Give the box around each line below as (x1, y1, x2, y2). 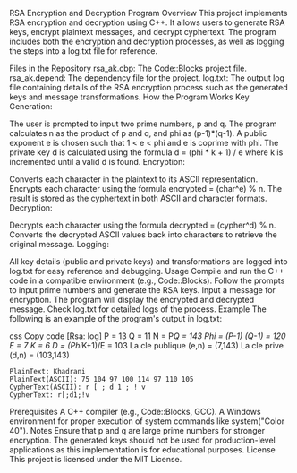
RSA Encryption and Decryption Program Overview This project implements (9, 8, 288, 18)
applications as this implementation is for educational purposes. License (9, 444, 276, 455)
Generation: (9, 101, 53, 111)
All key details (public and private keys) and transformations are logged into (9, 256, 288, 267)
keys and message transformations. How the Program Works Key (9, 91, 250, 102)
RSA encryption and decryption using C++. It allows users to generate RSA (9, 17, 285, 28)
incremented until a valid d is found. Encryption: (9, 157, 186, 167)
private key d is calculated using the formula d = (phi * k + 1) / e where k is (9, 147, 284, 158)
